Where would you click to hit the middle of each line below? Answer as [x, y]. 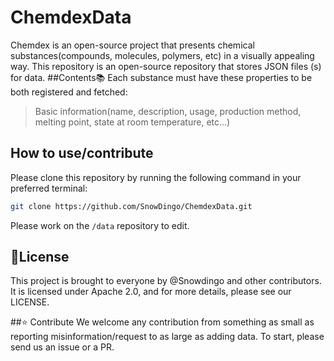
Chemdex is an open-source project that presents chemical [132, 45]
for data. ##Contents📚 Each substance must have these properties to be [161, 77]
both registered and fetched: [69, 92]
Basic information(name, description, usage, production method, [168, 111]
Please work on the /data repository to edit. [100, 225]
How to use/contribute [82, 153]
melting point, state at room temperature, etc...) [132, 122]
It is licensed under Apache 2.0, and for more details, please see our [151, 292]
